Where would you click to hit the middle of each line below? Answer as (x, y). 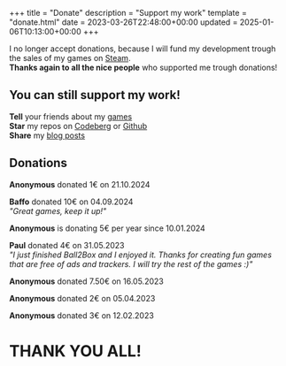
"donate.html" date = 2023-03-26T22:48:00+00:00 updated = (124, 22)
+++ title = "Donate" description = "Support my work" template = (128, 13)
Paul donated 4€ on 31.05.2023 (67, 245)
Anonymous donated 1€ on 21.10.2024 (80, 184)
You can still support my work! (95, 95)
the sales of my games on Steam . (70, 58)
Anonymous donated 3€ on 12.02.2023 (82, 315)
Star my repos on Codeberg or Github (78, 126)
